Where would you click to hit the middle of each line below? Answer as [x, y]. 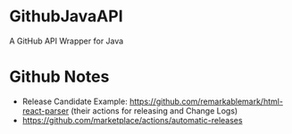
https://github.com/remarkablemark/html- [206, 101]
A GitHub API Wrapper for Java [67, 41]
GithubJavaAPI [66, 16]
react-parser [46, 110]
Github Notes [59, 77]
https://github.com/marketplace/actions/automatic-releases [132, 120]
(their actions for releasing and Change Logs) [154, 110]
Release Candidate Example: [75, 101]
